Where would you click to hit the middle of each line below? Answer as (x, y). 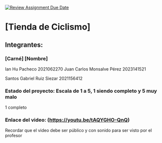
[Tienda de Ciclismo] (48, 27)
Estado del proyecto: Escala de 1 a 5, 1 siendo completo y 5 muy (81, 91)
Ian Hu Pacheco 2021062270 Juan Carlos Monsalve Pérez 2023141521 (76, 69)
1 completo (16, 107)
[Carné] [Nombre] (26, 58)
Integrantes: (24, 45)
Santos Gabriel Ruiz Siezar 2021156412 (44, 78)
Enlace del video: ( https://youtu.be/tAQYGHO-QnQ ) (67, 120)
